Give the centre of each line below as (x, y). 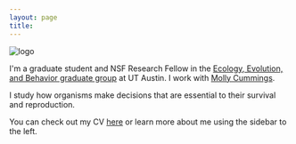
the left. (23, 131)
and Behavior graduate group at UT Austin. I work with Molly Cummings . (142, 77)
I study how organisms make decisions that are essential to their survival (143, 95)
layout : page (33, 17)
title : (21, 26)
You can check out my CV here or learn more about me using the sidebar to (148, 122)
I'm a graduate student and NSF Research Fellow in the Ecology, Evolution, (146, 68)
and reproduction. (42, 104)
